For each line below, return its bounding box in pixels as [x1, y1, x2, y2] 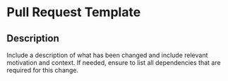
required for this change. [6, 66, 79, 74]
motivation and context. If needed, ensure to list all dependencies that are [6, 58, 221, 67]
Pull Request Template [6, 4, 141, 20]
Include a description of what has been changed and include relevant [6, 51, 208, 59]
